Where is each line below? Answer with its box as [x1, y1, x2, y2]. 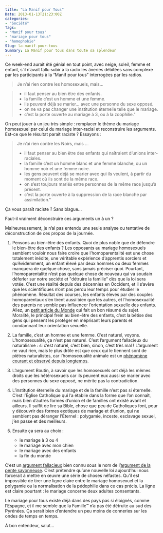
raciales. [24, 155, 41, 161]
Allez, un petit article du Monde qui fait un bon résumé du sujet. [12, 307, 140, 313]
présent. [24, 186, 41, 192]
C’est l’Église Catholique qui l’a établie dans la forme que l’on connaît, [12, 392, 151, 398]
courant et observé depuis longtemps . [12, 358, 89, 364]
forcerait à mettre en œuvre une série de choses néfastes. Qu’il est [5, 473, 140, 478]
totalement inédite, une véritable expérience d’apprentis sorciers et [12, 255, 147, 261]
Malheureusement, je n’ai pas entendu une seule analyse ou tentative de [5, 225, 150, 231]
